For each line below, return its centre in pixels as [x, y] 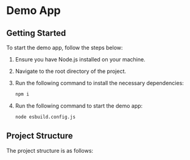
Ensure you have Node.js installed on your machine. [80, 59]
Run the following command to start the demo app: [79, 106]
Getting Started [36, 33]
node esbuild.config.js [45, 117]
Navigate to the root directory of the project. [71, 71]
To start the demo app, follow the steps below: [65, 47]
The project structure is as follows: [50, 150]
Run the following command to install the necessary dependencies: [99, 83]
